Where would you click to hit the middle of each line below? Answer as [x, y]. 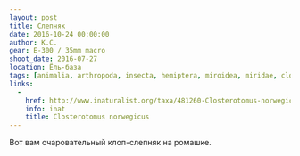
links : [21, 84]
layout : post [33, 17]
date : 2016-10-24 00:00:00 [59, 34]
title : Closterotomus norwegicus [87, 117]
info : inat [46, 109]
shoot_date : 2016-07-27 [54, 59]
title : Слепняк [37, 26]
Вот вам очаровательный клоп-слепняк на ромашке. [110, 143]
